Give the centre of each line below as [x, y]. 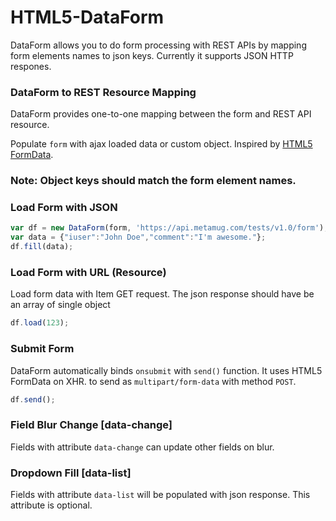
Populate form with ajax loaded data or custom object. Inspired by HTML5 [161, 144]
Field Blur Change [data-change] [91, 425]
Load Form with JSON [64, 208]
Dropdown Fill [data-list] [71, 473]
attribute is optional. [51, 505]
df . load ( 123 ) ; [40, 323]
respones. [31, 66]
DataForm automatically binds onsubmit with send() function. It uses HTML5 [166, 370]
